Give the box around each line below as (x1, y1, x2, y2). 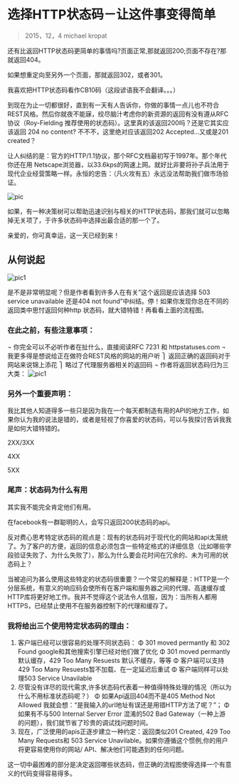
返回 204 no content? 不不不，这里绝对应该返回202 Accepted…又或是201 (13, 127, 229, 136)
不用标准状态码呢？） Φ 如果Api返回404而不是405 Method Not (30, 692, 216, 700)
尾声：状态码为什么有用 (7, 485, 87, 495)
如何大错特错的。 (13, 424, 64, 433)
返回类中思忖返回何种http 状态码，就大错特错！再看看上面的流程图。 (7, 305, 208, 314)
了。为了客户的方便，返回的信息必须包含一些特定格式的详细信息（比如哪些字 (7, 541, 232, 550)
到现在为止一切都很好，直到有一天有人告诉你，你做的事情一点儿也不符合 (7, 100, 219, 109)
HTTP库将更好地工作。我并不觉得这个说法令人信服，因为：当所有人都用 (7, 592, 218, 601)
